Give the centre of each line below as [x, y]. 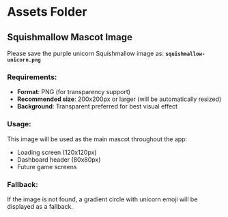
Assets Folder [47, 12]
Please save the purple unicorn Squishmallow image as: [85, 53]
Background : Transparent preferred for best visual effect [97, 106]
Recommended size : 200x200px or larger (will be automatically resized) [119, 99]
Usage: [19, 124]
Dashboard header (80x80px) [59, 159]
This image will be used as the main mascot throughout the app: [97, 139]
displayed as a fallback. [40, 206]
